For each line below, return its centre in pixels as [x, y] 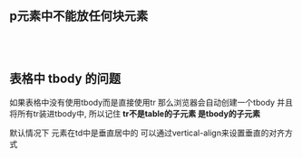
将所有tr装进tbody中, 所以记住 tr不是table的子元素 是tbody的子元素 [135, 113]
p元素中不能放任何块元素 [79, 16]
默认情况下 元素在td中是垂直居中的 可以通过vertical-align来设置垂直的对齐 [147, 133]
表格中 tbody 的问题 [65, 79]
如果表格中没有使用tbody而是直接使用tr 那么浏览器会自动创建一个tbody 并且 [151, 102]
